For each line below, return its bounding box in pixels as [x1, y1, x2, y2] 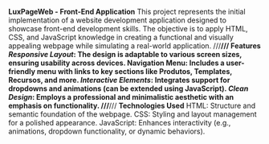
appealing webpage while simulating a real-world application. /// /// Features [8, 41, 261, 51]
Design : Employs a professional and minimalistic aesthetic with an [8, 93, 234, 101]
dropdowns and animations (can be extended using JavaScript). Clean [8, 84, 249, 93]
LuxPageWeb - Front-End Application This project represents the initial [8, 7, 247, 16]
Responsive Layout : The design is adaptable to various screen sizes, [8, 50, 243, 59]
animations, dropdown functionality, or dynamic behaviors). [8, 126, 206, 136]
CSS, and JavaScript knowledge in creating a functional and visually [8, 32, 234, 42]
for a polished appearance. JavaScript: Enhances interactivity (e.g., [8, 118, 231, 127]
